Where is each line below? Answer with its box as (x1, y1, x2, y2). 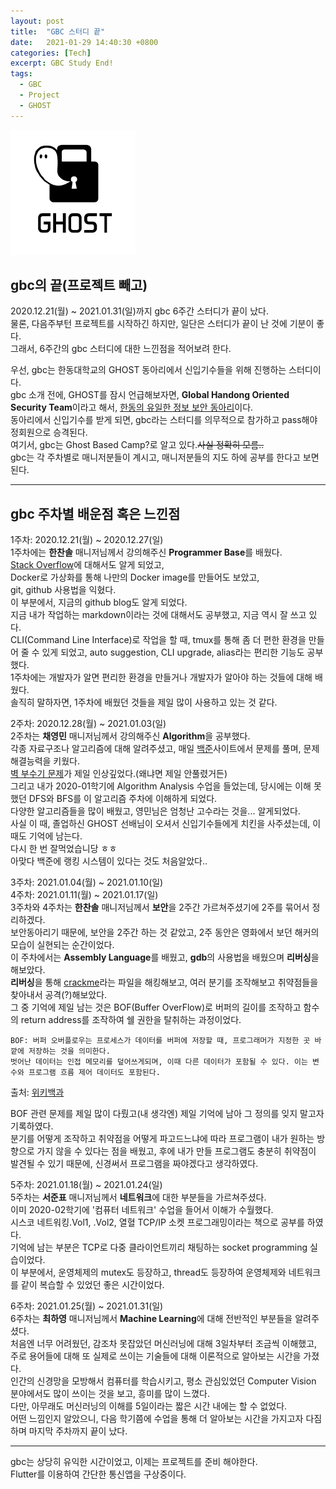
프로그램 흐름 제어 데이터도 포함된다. (28, 1068, 161, 1078)
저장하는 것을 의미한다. (28, 1046, 111, 1057)
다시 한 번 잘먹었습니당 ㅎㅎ (10, 843, 118, 855)
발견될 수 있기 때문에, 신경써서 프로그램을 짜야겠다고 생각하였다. (10, 1158, 259, 1170)
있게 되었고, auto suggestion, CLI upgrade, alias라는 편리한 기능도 (41, 646, 305, 659)
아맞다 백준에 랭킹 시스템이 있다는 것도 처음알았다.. (10, 855, 208, 867)
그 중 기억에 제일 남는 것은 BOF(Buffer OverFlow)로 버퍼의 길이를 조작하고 (10, 1001, 302, 1014)
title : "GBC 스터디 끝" (10, 26, 106, 37)
